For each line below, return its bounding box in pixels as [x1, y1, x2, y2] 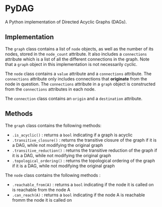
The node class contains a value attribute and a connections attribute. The [5, 71, 152, 77]
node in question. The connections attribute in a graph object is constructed [5, 81, 156, 87]
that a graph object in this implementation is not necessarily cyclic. [5, 61, 137, 67]
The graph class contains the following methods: [5, 122, 102, 128]
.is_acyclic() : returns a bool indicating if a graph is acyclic [12, 132, 133, 138]
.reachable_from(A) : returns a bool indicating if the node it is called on [12, 181, 154, 187]
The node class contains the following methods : [5, 172, 101, 178]
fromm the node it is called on [12, 197, 72, 203]
